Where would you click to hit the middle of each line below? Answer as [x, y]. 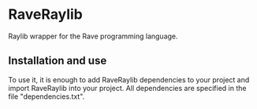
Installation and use [58, 61]
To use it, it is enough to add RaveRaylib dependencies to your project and [129, 79]
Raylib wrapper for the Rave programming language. [93, 36]
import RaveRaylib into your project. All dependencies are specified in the [127, 88]
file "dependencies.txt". [47, 96]
